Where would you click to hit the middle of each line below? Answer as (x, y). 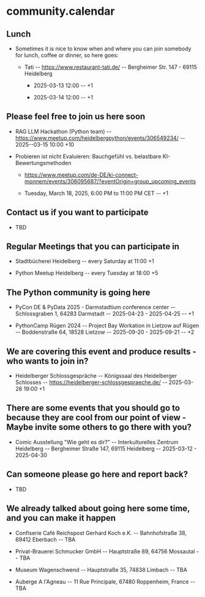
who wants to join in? (47, 361)
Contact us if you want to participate (77, 213)
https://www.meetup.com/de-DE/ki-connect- (81, 175)
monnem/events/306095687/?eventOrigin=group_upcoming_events (110, 181)
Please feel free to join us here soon (76, 117)
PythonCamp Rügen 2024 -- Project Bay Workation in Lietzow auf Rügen (107, 326)
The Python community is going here (78, 292)
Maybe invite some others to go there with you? (99, 427)
